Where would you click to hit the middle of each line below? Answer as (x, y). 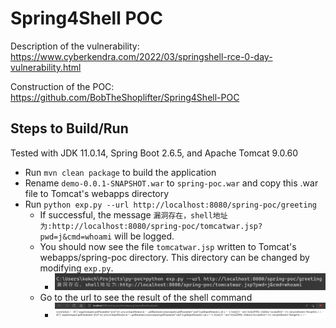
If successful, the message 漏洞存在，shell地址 (133, 214)
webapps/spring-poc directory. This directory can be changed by (174, 257)
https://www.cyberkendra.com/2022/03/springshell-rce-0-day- (141, 56)
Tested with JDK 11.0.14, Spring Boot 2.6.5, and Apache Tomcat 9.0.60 (154, 153)
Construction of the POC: (62, 86)
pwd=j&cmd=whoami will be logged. (107, 236)
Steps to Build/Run (69, 128)
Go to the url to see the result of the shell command (146, 297)
